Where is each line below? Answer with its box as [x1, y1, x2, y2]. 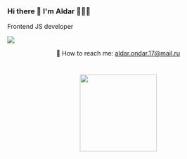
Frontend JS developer [7, 23, 74, 31]
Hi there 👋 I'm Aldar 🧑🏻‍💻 [7, 6, 91, 16]
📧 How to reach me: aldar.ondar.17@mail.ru [56, 49, 181, 58]
